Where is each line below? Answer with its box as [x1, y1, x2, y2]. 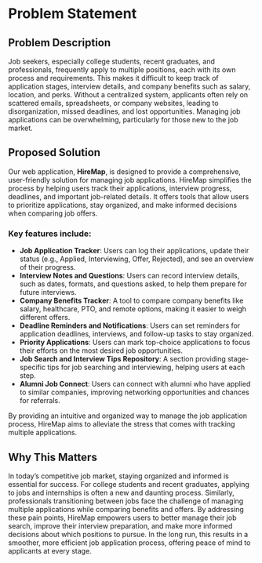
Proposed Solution [8, 146, 100, 159]
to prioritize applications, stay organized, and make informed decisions [8, 200, 238, 209]
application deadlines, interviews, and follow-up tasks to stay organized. [19, 329, 254, 339]
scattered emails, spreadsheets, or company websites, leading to [8, 99, 219, 107]
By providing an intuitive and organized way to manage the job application [8, 411, 248, 420]
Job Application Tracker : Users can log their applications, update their [19, 246, 249, 256]
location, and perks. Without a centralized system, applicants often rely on [8, 90, 249, 99]
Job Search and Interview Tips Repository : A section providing [19, 354, 226, 364]
